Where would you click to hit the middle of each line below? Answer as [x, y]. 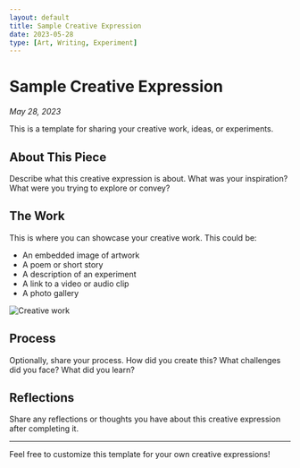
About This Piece [58, 157]
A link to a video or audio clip [75, 284]
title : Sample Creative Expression [75, 26]
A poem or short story [62, 264]
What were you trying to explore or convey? [90, 188]
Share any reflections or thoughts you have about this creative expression [145, 419]
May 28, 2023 [35, 112]
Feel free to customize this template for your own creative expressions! [140, 455]
